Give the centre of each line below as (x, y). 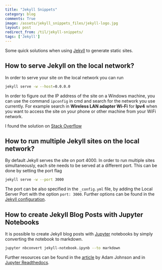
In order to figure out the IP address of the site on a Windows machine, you (80, 96)
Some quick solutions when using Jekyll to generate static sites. (69, 50)
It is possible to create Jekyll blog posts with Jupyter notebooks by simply (79, 234)
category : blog (20, 14)
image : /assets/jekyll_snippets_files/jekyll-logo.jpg (62, 23)
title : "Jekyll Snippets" (31, 9)
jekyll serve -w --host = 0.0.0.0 (38, 86)
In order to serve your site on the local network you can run (64, 77)
